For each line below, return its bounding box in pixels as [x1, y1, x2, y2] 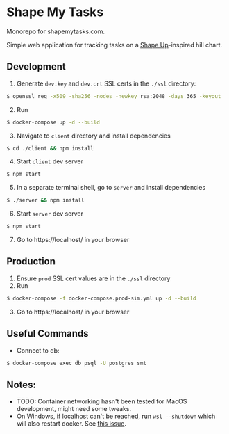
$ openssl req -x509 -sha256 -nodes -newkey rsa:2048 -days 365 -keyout [6, 93, 221, 99]
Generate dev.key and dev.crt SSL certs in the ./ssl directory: [16, 79, 196, 88]
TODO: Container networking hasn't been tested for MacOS [16, 397, 187, 405]
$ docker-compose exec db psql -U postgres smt [6, 360, 147, 367]
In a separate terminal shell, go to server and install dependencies [16, 184, 206, 192]
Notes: [6, 378, 36, 390]
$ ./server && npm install [6, 197, 85, 204]
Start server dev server [16, 209, 84, 218]
